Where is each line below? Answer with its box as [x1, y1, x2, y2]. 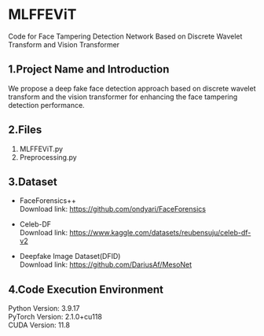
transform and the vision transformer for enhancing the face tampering [8, 92, 238, 102]
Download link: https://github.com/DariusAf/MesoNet [19, 260, 192, 269]
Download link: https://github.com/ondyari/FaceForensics [19, 205, 207, 214]
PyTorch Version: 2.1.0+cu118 [8, 312, 102, 322]
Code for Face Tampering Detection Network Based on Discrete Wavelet [8, 31, 243, 41]
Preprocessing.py [19, 152, 77, 162]
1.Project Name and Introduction [8, 63, 170, 76]
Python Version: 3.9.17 [8, 304, 80, 313]
